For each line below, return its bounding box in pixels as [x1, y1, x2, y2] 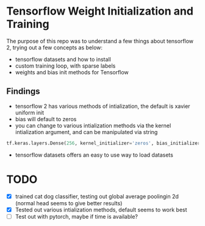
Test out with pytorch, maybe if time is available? [15, 213, 138, 220]
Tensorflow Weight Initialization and [6, 4, 194, 18]
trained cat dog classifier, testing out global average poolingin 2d [15, 192, 179, 200]
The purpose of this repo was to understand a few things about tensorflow [6, 37, 194, 44]
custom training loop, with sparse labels [15, 62, 116, 69]
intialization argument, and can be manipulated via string [15, 128, 158, 135]
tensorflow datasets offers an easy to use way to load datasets [15, 151, 174, 158]
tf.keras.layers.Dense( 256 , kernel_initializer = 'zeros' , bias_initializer [6, 140, 201, 146]
